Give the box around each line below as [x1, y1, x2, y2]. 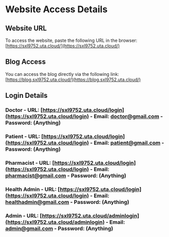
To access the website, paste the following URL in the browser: [5, 37, 137, 43]
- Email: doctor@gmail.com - [90, 113, 163, 120]
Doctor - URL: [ [5, 107, 43, 114]
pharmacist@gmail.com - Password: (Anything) [5, 172, 126, 179]
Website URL [5, 24, 47, 33]
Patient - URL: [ [5, 133, 44, 140]
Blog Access [5, 58, 46, 66]
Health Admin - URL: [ [5, 186, 60, 193]
